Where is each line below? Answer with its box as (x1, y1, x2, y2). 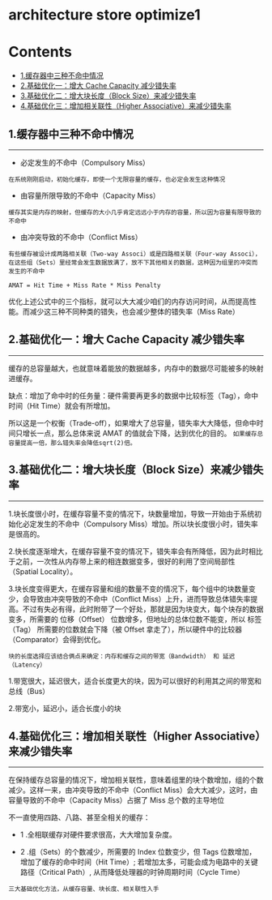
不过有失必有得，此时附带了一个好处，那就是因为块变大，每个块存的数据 (22, 604, 264, 614)
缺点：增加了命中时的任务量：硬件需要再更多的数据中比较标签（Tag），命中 (8, 391, 259, 401)
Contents (8, 43, 73, 62)
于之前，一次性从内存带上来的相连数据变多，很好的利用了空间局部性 (8, 556, 236, 566)
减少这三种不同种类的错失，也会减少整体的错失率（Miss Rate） (29, 306, 240, 316)
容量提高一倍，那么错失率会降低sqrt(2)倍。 (8, 439, 137, 447)
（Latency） (8, 661, 46, 669)
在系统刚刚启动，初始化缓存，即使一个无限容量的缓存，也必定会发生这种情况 (8, 175, 226, 183)
